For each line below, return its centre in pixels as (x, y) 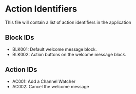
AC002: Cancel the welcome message (50, 86)
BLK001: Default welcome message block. (54, 49)
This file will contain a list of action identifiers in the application (68, 22)
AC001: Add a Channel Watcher (44, 81)
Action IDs (21, 70)
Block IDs (19, 38)
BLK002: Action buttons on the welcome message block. (69, 54)
